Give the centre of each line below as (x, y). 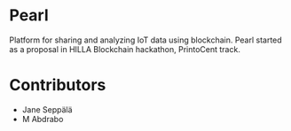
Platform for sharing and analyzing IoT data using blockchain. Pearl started (145, 40)
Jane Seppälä (47, 109)
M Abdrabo (43, 119)
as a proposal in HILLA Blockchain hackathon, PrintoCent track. (125, 49)
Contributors (58, 85)
